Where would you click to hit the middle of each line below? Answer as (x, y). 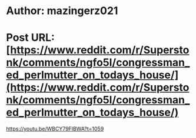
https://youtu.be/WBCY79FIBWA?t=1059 (55, 129)
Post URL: (30, 38)
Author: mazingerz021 (62, 11)
